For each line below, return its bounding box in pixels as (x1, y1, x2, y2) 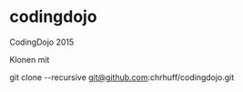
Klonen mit (9, 54, 50, 65)
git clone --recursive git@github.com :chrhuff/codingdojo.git (9, 71, 235, 83)
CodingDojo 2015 (9, 36, 75, 47)
